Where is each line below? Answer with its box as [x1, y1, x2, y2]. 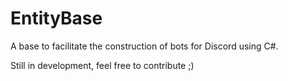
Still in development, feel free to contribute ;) [10, 59, 195, 71]
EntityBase [10, 7, 103, 30]
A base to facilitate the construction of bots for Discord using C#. [10, 40, 279, 52]
